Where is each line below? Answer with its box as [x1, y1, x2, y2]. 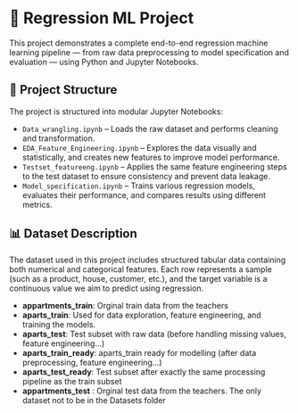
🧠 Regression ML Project [9, 8, 195, 29]
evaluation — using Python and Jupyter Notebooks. [9, 56, 199, 67]
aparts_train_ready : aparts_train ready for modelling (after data [21, 347, 257, 358]
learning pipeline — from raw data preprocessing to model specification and [9, 46, 290, 57]
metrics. [21, 199, 54, 210]
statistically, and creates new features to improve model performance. [21, 152, 280, 162]
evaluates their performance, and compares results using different [21, 189, 266, 200]
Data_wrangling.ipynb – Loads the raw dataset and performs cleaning [21, 123, 278, 134]
